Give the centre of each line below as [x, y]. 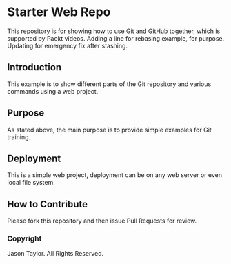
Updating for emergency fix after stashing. [68, 45]
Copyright [24, 238]
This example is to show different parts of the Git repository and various [109, 84]
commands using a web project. [53, 91]
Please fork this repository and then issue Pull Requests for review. [102, 221]
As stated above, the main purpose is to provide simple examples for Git [109, 130]
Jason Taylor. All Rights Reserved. [56, 254]
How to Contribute [48, 204]
